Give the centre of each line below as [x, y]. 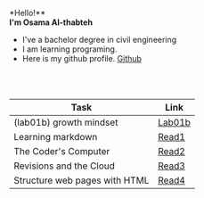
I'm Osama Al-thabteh [51, 22]
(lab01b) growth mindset [66, 122]
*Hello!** [28, 13]
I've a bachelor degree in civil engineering [99, 40]
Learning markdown [56, 137]
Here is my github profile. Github [82, 58]
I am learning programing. [69, 49]
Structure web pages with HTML [82, 180]
